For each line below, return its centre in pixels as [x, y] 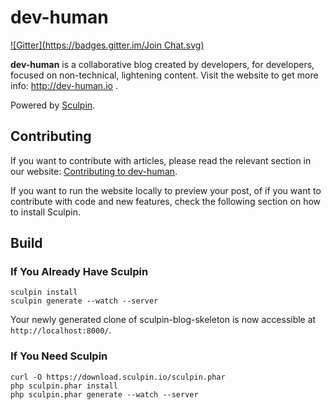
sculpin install [44, 292]
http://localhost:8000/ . [61, 330]
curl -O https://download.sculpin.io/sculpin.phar [118, 377]
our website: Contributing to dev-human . [94, 171]
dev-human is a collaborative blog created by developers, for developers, [162, 64]
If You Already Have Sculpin [79, 272]
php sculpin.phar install [64, 386]
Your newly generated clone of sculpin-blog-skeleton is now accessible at [163, 320]
